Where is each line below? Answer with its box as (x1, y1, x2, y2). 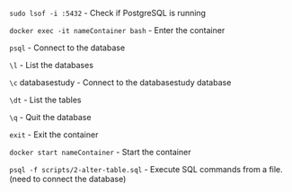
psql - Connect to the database (9, 42, 126, 53)
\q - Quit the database (9, 112, 92, 122)
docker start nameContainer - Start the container (9, 147, 191, 157)
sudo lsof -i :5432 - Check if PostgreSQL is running (9, 8, 207, 18)
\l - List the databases (9, 60, 94, 70)
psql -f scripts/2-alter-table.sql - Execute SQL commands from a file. (9, 164, 283, 174)
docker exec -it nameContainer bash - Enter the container (9, 25, 226, 35)
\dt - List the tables (9, 94, 82, 105)
